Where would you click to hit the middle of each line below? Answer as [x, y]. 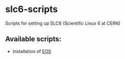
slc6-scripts [32, 9]
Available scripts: [33, 39]
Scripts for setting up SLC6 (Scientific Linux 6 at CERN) [63, 23]
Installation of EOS [32, 51]
